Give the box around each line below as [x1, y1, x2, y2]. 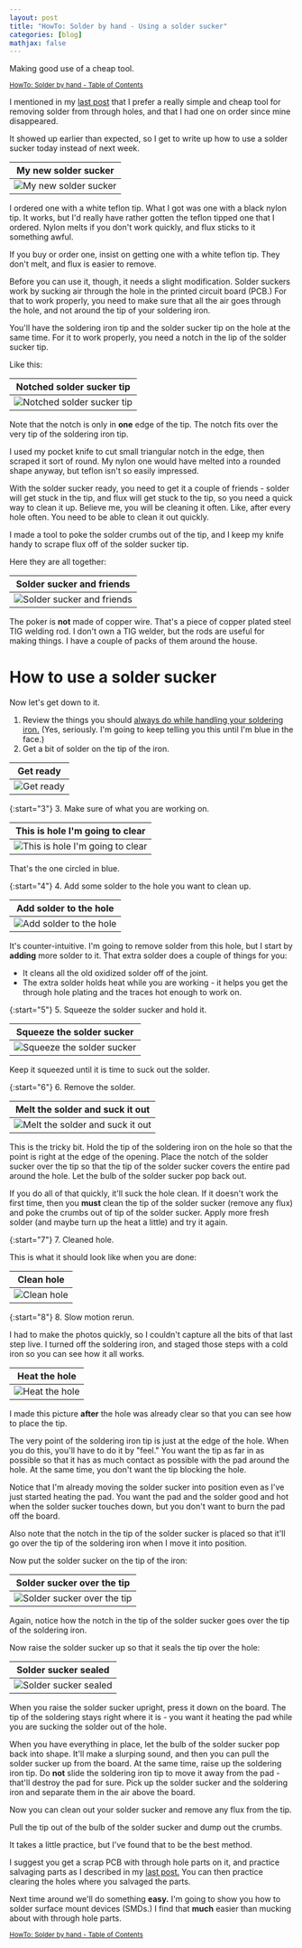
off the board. [9, 1510, 60, 1521]
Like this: [9, 359, 43, 371]
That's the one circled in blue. [9, 863, 120, 874]
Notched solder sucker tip [15, 381, 131, 393]
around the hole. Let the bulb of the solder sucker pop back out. [9, 1171, 247, 1181]
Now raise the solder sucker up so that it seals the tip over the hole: [9, 1642, 261, 1653]
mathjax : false [9, 38, 67, 48]
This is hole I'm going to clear [15, 824, 146, 837]
